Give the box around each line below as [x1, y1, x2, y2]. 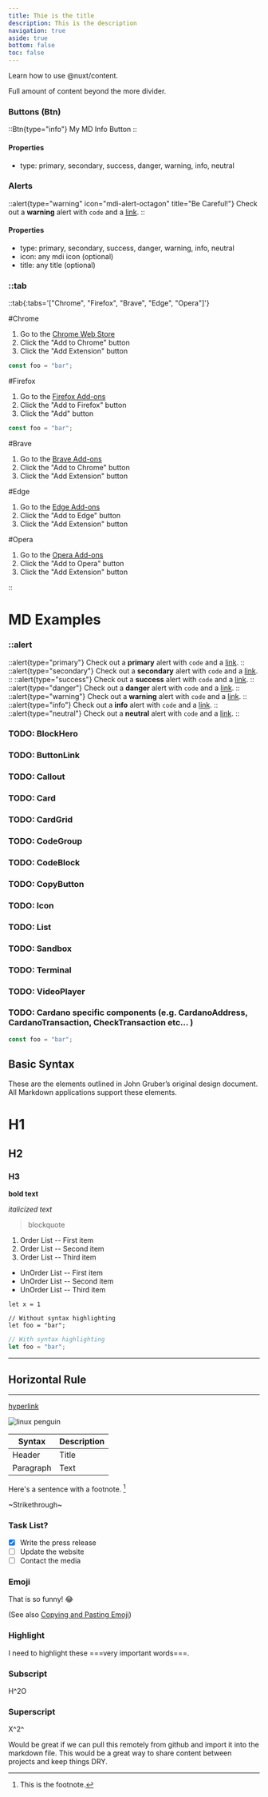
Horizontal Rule [8, 1372, 87, 1386]
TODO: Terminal [8, 964, 72, 976]
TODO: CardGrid [8, 814, 73, 825]
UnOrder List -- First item [19, 1268, 104, 1278]
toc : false [8, 49, 45, 57]
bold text [8, 1189, 38, 1199]
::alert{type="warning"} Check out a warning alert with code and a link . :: [8, 691, 247, 701]
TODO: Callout [8, 771, 65, 782]
